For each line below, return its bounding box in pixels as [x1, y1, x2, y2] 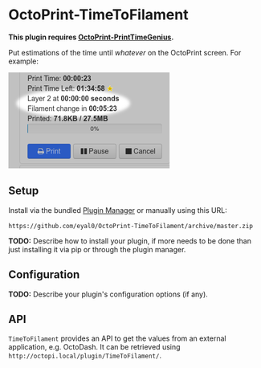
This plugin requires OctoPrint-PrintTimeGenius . [8, 32, 174, 42]
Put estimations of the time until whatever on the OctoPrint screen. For [8, 47, 242, 57]
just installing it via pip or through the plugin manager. [8, 244, 186, 254]
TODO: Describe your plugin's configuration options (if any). [8, 289, 209, 299]
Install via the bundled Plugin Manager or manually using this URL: [8, 205, 227, 215]
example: [8, 56, 39, 66]
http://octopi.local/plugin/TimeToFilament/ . [8, 351, 162, 361]
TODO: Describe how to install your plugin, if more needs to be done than [8, 235, 251, 246]
